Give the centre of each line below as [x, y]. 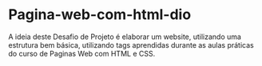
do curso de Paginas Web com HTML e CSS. [82, 53]
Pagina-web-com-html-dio [100, 15]
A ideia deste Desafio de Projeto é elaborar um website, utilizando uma [125, 37]
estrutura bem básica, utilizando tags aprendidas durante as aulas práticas [131, 45]
